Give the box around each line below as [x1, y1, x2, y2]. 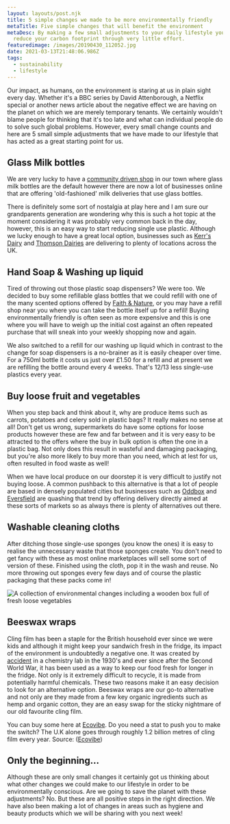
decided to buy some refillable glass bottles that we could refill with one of [7, 292, 218, 300]
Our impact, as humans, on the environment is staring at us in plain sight [7, 86, 211, 94]
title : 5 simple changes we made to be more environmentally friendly [7, 16, 213, 23]
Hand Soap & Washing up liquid [7, 266, 144, 278]
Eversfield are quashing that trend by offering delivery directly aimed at [7, 494, 208, 502]
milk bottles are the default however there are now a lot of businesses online [7, 182, 222, 190]
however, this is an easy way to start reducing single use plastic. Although [7, 224, 216, 233]
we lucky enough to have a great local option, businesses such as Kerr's [7, 232, 212, 240]
